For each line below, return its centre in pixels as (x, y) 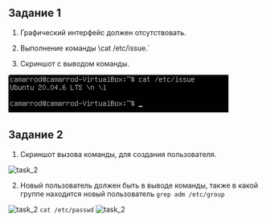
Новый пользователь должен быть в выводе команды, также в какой (139, 185)
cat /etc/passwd (67, 210)
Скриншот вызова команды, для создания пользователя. (118, 154)
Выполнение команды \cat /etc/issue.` (85, 48)
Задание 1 (35, 13)
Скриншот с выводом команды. (75, 63)
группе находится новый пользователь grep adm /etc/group (122, 194)
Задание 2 (36, 135)
